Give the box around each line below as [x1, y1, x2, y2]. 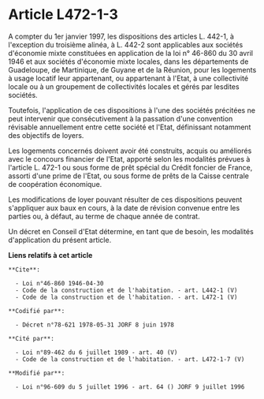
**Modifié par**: [8, 369, 65, 377]
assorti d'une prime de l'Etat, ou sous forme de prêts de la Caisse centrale [8, 171, 250, 181]
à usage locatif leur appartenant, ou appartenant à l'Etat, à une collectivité [8, 73, 249, 83]
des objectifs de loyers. [8, 130, 84, 140]
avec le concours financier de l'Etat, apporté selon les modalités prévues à [8, 154, 251, 163]
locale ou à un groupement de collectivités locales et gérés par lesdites [8, 81, 240, 91]
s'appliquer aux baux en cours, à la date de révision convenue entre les [8, 203, 240, 212]
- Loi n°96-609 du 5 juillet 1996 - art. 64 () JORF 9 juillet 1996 [15, 382, 245, 391]
